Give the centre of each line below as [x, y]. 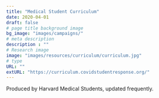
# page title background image [45, 28]
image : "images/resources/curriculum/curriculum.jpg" [74, 55]
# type [14, 61]
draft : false [22, 22]
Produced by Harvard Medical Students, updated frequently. [80, 89]
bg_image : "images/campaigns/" [45, 34]
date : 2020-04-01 [28, 17]
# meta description [30, 39]
